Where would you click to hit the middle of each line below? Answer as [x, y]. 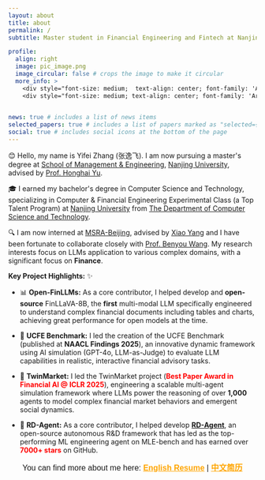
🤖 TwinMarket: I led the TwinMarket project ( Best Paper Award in [127, 376]
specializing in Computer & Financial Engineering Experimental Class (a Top [131, 200]
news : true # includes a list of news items [82, 118]
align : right [37, 59]
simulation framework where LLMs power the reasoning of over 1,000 [133, 392]
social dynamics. [47, 409]
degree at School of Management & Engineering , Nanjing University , [119, 164]
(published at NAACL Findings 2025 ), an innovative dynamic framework [137, 343]
